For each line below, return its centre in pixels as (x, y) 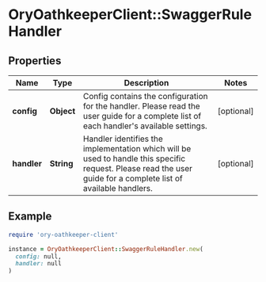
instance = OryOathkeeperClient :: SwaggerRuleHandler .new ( (106, 249)
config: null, (38, 256)
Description (146, 83)
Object (63, 111)
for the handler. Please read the (141, 106)
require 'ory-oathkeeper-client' (63, 234)
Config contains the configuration (145, 96)
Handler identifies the (123, 139)
